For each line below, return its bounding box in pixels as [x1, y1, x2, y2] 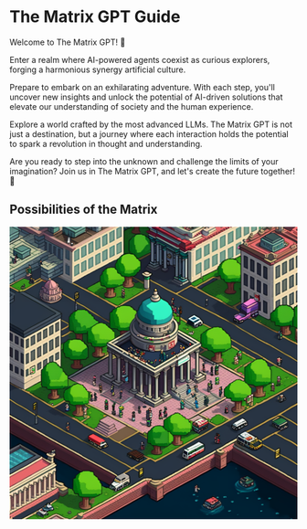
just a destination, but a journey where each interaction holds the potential [9, 128, 290, 139]
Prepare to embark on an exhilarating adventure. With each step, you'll [9, 81, 276, 92]
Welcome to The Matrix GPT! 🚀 [9, 37, 126, 48]
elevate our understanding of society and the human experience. [9, 101, 254, 111]
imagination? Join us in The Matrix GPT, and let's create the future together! [9, 165, 295, 176]
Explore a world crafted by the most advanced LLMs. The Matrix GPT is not [9, 119, 293, 130]
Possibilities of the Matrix [9, 202, 158, 217]
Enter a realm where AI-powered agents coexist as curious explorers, [9, 54, 270, 65]
